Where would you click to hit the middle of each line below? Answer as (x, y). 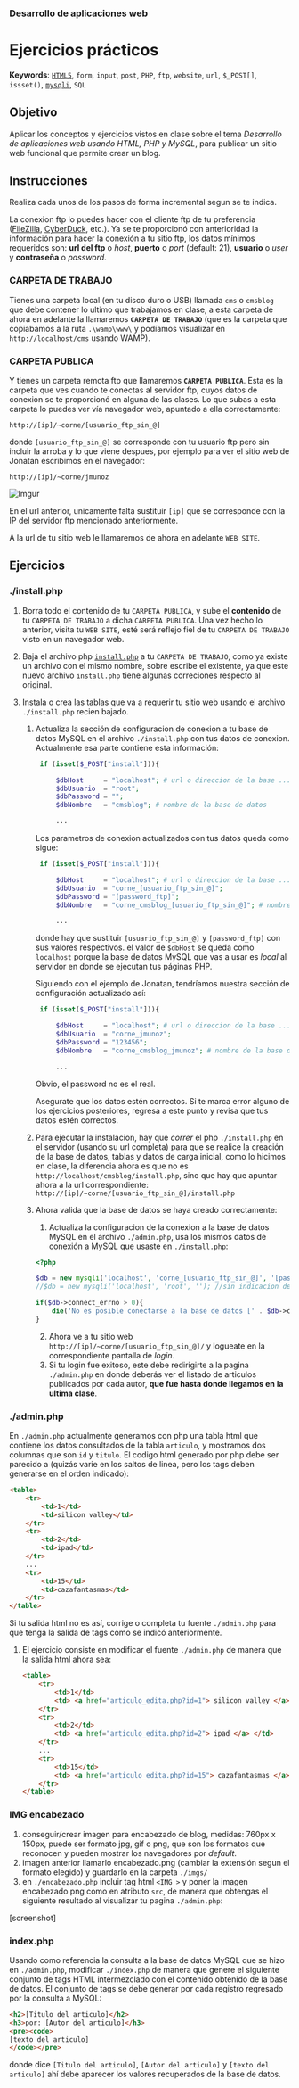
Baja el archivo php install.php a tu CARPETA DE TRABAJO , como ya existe (155, 656)
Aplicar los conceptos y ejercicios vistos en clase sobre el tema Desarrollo (145, 134)
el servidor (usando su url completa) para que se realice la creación (160, 1147)
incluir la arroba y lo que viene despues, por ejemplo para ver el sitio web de (149, 451)
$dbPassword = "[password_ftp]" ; (117, 896)
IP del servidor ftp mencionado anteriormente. (94, 521)
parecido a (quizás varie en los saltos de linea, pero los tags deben (132, 1465)
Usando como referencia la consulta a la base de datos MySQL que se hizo (147, 1960)
